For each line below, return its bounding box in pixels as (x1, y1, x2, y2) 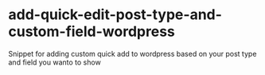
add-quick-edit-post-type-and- (8, 6, 223, 24)
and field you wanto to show (8, 57, 101, 67)
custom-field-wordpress (8, 22, 175, 41)
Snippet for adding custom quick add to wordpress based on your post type (8, 49, 257, 58)
